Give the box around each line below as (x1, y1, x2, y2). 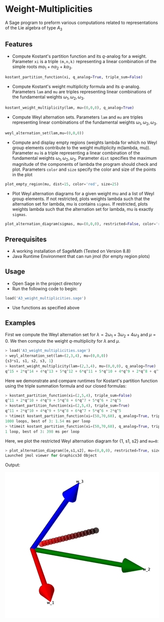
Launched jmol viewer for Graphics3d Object (5, 453, 97, 458)
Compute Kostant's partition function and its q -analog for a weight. (12, 53, 147, 59)
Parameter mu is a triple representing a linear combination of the (12, 150, 140, 156)
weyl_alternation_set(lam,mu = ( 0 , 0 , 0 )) (5, 131, 84, 136)
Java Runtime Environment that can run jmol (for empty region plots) (12, 253, 150, 259)
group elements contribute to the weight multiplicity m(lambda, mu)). (12, 144, 151, 150)
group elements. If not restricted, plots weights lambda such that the (12, 196, 150, 202)
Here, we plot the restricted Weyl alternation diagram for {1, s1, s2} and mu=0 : (5, 438, 159, 444)
